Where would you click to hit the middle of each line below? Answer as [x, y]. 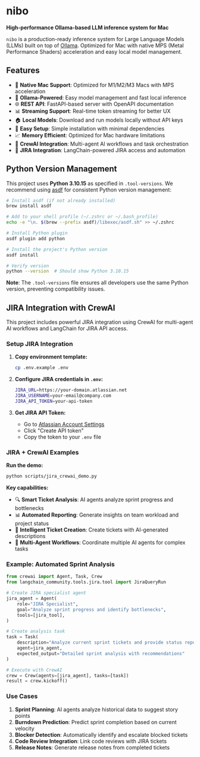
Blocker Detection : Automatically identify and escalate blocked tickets [101, 734]
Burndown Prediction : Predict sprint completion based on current [96, 722]
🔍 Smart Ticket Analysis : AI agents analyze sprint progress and [94, 500]
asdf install [22, 255]
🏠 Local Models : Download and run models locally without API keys [99, 120]
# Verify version [28, 266]
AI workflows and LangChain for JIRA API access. [67, 329]
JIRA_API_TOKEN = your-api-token [54, 401]
